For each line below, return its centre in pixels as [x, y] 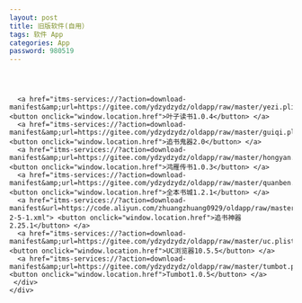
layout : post [34, 18]
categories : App [40, 43]
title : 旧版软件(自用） [49, 26]
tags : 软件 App [36, 34]
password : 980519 [42, 51]
